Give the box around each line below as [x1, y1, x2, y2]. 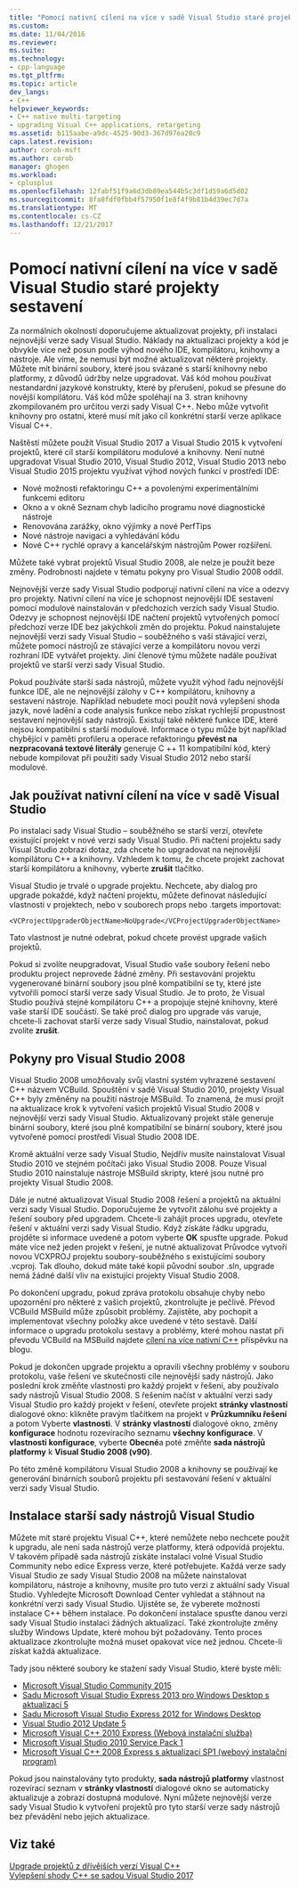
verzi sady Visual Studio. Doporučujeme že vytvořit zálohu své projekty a [9, 1204, 278, 1215]
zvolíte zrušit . [9, 1025, 61, 1036]
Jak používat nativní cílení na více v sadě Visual [9, 787, 280, 802]
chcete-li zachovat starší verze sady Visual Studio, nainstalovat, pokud [9, 1016, 269, 1027]
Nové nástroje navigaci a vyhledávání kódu [21, 531, 180, 541]
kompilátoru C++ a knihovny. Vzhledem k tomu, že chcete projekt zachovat [9, 854, 285, 865]
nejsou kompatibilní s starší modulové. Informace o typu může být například [9, 724, 287, 735]
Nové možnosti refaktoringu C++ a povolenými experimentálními [21, 483, 259, 494]
